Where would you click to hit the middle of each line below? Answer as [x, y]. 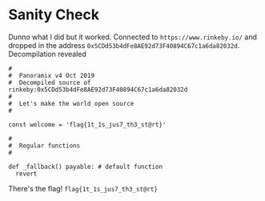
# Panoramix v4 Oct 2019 [51, 75]
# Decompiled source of [50, 82]
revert [26, 174]
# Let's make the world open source [71, 103]
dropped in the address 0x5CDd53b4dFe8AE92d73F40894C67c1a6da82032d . [124, 45]
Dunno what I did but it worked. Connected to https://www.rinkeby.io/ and [133, 37]
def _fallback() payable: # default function [85, 167]
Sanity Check [54, 15]
